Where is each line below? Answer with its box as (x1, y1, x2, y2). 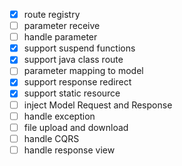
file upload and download (23, 121, 129, 133)
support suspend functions (23, 42, 136, 54)
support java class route (23, 54, 124, 66)
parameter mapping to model (23, 65, 144, 77)
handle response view (23, 144, 116, 156)
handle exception (23, 110, 96, 122)
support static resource (23, 87, 121, 99)
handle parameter (23, 31, 98, 43)
